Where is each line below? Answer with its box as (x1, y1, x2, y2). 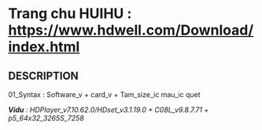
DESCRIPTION (8, 69, 79, 82)
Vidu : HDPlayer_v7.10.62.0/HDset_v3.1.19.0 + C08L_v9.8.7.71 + (8, 105, 209, 114)
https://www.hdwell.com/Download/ (8, 21, 254, 39)
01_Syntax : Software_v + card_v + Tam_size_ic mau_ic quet (8, 90, 201, 99)
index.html (8, 38, 80, 56)
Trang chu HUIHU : (8, 5, 132, 23)
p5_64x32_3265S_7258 (8, 114, 84, 122)
